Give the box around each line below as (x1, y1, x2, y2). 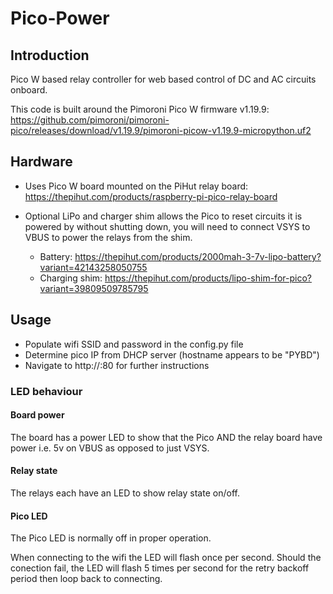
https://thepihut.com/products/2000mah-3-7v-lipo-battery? (74, 250, 322, 262)
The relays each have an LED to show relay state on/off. (10, 487, 240, 499)
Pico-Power (10, 7, 110, 30)
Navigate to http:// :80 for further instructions (24, 359, 210, 371)
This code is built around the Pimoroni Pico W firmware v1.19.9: (10, 103, 270, 115)
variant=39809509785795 (39, 282, 149, 294)
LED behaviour (10, 384, 83, 398)
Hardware (10, 153, 73, 171)
